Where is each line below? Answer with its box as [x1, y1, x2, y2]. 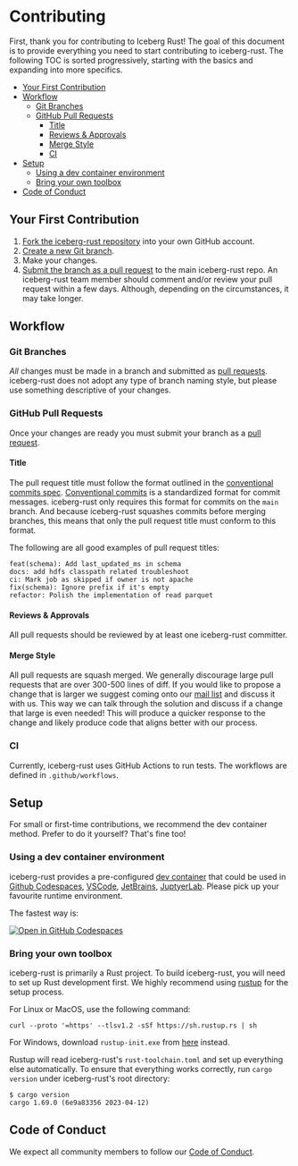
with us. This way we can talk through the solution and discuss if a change [9, 698, 284, 709]
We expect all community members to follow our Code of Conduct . [9, 1146, 255, 1157]
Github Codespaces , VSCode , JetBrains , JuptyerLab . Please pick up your [9, 881, 279, 891]
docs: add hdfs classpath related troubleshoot [9, 567, 190, 576]
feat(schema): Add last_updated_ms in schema [9, 559, 181, 569]
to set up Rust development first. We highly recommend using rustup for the [9, 977, 289, 988]
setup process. [9, 986, 64, 998]
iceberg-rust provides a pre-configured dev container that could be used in [9, 871, 286, 882]
